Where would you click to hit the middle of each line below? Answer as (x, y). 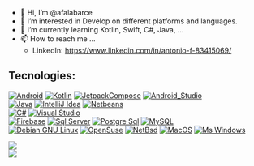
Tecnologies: (42, 76)
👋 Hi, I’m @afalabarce (56, 13)
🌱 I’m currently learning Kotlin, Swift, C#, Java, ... (102, 30)
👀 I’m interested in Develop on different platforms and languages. (129, 21)
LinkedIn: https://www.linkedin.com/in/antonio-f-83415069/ (132, 50)
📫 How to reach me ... (58, 39)
